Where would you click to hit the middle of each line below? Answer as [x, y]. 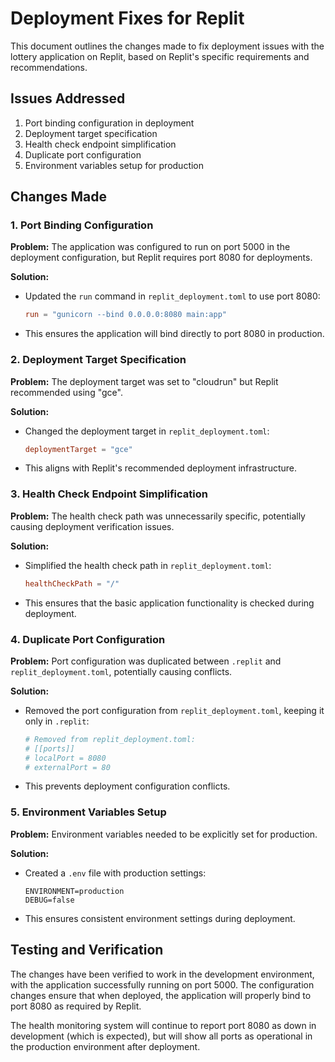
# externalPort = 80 [67, 767]
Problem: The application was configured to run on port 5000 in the [150, 247]
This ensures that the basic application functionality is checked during [169, 603]
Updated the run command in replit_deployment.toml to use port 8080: [172, 296]
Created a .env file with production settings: [115, 873]
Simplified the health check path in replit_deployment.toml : [148, 565]
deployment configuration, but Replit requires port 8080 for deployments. [161, 258]
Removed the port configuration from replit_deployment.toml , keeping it [174, 710]
